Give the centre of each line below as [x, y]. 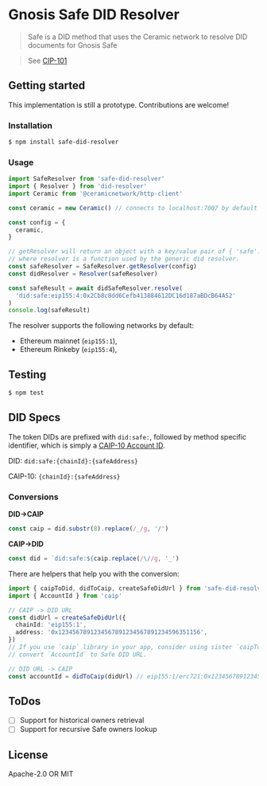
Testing [27, 375]
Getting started [47, 86]
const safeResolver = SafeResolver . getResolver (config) [103, 267]
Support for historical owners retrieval [82, 720]
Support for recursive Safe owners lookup [88, 729]
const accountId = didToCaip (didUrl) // [76, 676]
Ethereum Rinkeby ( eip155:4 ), [68, 350]
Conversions [33, 497]
